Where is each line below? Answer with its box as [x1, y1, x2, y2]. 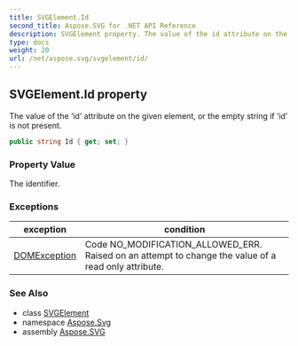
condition [163, 224, 206, 236]
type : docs [9, 37, 50, 47]
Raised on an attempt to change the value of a [84, 249, 277, 262]
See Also [9, 287, 49, 300]
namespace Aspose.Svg [21, 317, 112, 327]
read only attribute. [84, 261, 164, 273]
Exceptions [9, 201, 59, 213]
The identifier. [9, 178, 60, 189]
